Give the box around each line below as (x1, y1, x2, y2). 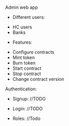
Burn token (12, 60, 36, 66)
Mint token (12, 54, 35, 60)
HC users (12, 24, 32, 30)
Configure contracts (12, 49, 54, 55)
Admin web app (5, 5, 38, 10)
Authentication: (5, 86, 37, 92)
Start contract (12, 66, 42, 71)
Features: (12, 39, 33, 45)
